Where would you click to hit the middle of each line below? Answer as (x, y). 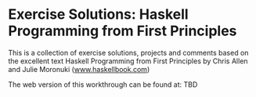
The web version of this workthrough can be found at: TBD (103, 84)
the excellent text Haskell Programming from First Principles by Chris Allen (128, 61)
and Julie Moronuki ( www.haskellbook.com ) (79, 69)
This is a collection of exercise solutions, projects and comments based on (128, 52)
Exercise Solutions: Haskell (99, 14)
